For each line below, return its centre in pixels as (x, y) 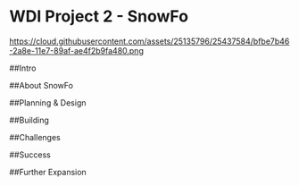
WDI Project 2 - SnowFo (99, 17)
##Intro (23, 68)
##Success (30, 155)
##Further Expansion (48, 172)
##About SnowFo (42, 85)
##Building (29, 120)
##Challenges (35, 137)
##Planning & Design (48, 102)
